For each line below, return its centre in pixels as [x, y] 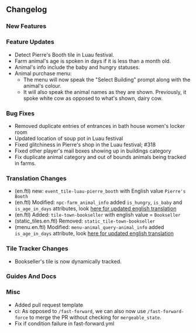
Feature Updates [30, 42]
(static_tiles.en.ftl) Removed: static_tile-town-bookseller [85, 221]
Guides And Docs [31, 276]
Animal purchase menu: [43, 73]
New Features [26, 26]
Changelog [27, 10]
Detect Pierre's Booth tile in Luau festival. [64, 54]
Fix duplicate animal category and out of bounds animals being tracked [100, 157]
